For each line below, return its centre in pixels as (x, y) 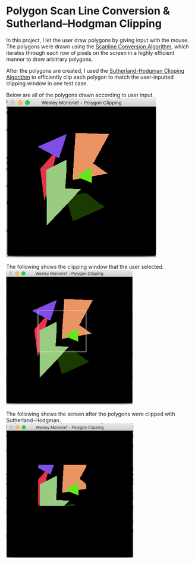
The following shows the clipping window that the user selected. (85, 266)
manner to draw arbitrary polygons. (50, 59)
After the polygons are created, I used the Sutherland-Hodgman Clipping (95, 70)
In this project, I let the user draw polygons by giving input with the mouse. (97, 40)
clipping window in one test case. (47, 83)
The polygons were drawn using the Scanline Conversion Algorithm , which (97, 47)
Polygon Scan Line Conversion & (88, 11)
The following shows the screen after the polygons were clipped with (91, 414)
